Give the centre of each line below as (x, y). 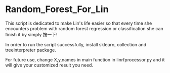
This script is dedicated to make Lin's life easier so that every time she (79, 23)
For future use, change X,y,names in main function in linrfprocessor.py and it (85, 59)
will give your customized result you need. (49, 65)
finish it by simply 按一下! (31, 34)
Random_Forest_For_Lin (57, 9)
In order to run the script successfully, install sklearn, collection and (76, 44)
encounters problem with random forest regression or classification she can (84, 28)
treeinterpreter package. (31, 50)
